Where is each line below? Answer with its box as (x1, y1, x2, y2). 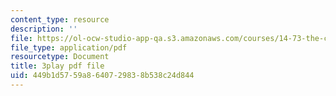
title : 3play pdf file (10, 61, 105, 71)
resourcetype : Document (10, 52, 110, 62)
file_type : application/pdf (10, 42, 128, 53)
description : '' (10, 24, 78, 34)
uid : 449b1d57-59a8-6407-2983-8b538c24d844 (10, 71, 195, 81)
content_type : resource (10, 14, 110, 25)
